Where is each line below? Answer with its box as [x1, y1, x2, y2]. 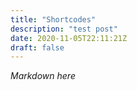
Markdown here [10, 70, 76, 82]
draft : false [10, 42, 65, 53]
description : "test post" [10, 24, 118, 34]
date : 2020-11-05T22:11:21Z [10, 33, 128, 43]
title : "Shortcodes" [10, 14, 97, 25]
